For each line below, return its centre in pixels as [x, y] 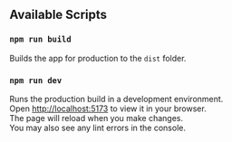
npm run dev [36, 80]
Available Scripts [58, 15]
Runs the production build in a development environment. [116, 99]
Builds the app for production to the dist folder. [98, 58]
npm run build [40, 39]
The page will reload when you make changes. [97, 118]
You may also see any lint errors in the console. [97, 128]
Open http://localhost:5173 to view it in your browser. [108, 109]
